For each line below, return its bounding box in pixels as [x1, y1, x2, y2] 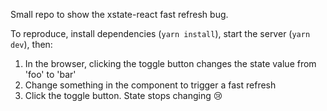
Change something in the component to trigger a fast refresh [24, 79, 277, 91]
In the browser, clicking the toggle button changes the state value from [24, 58, 317, 69]
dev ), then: [10, 39, 53, 50]
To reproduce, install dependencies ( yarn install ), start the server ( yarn [10, 28, 311, 39]
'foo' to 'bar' [24, 69, 77, 80]
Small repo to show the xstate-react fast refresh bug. [10, 9, 229, 20]
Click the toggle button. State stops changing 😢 [24, 90, 223, 101]
